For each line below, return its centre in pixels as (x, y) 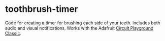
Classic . (13, 33)
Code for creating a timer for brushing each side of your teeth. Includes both (83, 23)
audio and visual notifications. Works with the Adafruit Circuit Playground (79, 28)
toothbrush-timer (42, 9)
